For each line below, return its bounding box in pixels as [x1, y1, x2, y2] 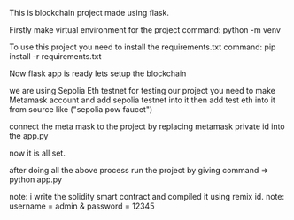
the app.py [9, 131, 49, 140]
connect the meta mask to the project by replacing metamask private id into [9, 121, 285, 132]
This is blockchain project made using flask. [9, 8, 170, 18]
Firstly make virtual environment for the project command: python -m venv [9, 25, 282, 34]
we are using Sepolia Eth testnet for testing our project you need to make [9, 86, 276, 95]
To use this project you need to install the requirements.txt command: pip [9, 42, 276, 52]
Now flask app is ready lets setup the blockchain [9, 68, 187, 79]
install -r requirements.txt [9, 51, 102, 61]
